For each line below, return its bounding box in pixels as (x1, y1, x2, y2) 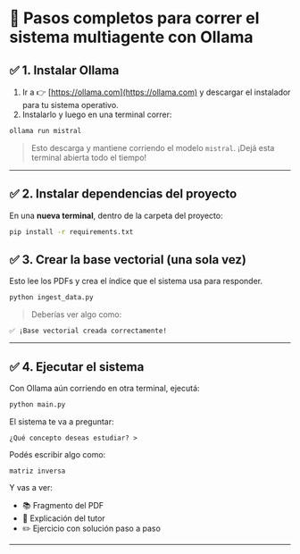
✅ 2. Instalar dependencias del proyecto (9, 187, 237, 202)
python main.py (9, 400, 66, 409)
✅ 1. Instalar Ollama (9, 63, 120, 78)
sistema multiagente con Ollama (9, 27, 254, 47)
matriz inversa (9, 466, 66, 475)
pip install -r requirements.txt (9, 227, 134, 236)
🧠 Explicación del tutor (21, 513, 105, 524)
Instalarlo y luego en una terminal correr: (21, 109, 172, 120)
